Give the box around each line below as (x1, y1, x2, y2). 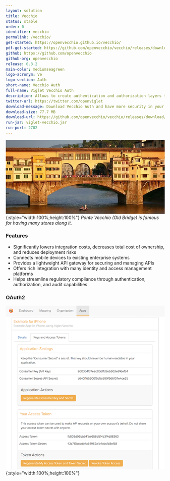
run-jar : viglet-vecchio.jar (6, 120, 67, 125)
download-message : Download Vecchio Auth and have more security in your (6, 104, 164, 109)
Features (6, 232, 28, 239)
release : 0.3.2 (6, 61, 38, 67)
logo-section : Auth (6, 77, 47, 83)
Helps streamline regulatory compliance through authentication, (13, 276, 146, 282)
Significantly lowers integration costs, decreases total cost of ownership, (13, 244, 165, 250)
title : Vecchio (6, 13, 38, 19)
